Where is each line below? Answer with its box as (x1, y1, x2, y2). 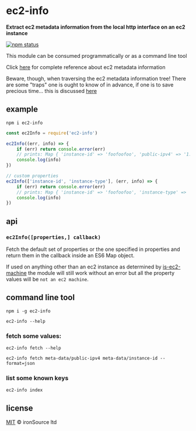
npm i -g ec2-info (6, 308, 51, 314)
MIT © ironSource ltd (6, 419, 57, 426)
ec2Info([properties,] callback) (6, 234, 101, 240)
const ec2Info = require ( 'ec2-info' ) (6, 130, 98, 136)
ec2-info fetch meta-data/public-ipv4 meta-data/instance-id (6, 356, 158, 361)
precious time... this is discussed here (6, 87, 97, 94)
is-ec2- (162, 263, 181, 270)
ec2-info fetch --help (6, 345, 61, 351)
